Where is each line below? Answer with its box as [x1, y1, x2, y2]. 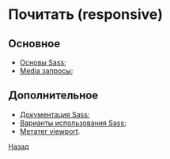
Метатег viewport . [19, 126, 81, 135]
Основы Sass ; [19, 57, 67, 67]
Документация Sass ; [19, 109, 90, 119]
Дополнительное [8, 89, 99, 102]
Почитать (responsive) [8, 6, 164, 24]
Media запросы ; [19, 66, 74, 76]
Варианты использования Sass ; [19, 118, 127, 128]
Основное [8, 37, 61, 50]
